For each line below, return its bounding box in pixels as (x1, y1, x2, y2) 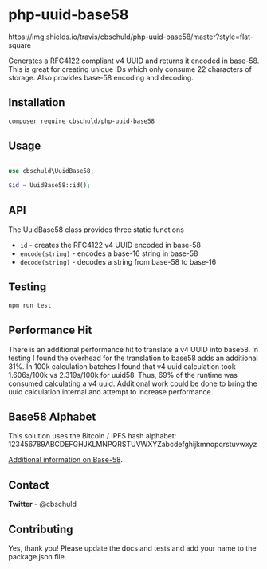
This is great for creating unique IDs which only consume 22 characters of (8, 64, 253, 73)
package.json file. (8, 551, 67, 561)
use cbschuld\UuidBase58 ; (8, 167, 94, 175)
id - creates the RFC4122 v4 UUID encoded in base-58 (19, 241, 202, 249)
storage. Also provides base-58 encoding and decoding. (8, 73, 194, 82)
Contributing (8, 522, 73, 536)
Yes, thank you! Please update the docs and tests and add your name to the (8, 543, 257, 553)
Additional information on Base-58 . (8, 455, 124, 465)
